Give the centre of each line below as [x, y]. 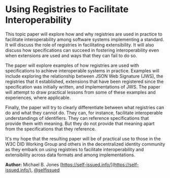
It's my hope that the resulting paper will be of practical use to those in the [83, 139]
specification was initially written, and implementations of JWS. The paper [83, 86]
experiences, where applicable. [38, 98]
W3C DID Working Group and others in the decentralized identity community [85, 144]
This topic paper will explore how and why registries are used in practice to [84, 34]
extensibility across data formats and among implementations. [70, 155]
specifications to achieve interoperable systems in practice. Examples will [82, 71]
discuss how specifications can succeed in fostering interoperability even [82, 50]
